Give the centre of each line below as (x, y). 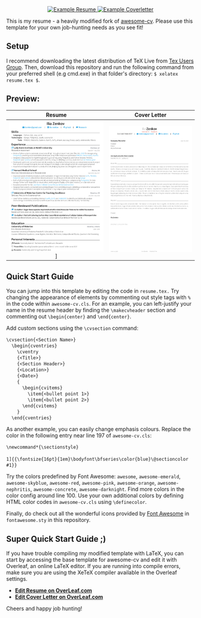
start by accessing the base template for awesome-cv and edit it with (92, 559)
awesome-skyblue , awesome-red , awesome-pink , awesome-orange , (81, 483)
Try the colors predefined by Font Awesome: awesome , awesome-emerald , (94, 476)
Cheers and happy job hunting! (44, 608)
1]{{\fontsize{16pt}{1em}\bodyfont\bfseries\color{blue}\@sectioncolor (97, 459)
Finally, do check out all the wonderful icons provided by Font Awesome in (98, 513)
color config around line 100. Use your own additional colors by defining (95, 495)
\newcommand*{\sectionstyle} (42, 447)
